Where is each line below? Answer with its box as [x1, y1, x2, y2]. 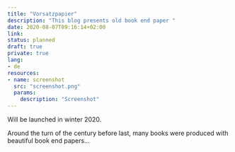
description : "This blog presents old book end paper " [7, 17, 176, 24]
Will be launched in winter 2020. [7, 115, 102, 124]
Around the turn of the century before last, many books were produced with [7, 129, 229, 137]
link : [7, 30, 23, 37]
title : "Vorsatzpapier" [7, 10, 78, 18]
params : [13, 89, 37, 96]
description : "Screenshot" [20, 96, 100, 103]
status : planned [7, 37, 55, 44]
